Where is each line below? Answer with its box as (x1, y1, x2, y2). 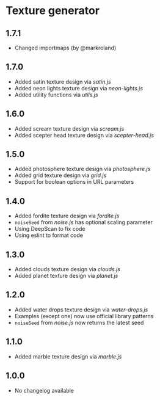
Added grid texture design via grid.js (14, 172, 107, 179)
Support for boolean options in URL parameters (14, 178, 134, 186)
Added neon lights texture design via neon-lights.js (14, 84, 144, 92)
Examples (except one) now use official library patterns (14, 312, 154, 319)
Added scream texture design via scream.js (14, 125, 125, 132)
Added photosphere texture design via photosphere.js (14, 165, 151, 173)
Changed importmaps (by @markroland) (14, 44, 117, 51)
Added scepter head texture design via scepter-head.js (14, 131, 154, 139)
